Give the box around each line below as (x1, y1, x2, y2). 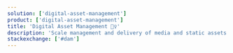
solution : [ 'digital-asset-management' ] (7, 10, 127, 17)
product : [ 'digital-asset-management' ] (7, 17, 124, 23)
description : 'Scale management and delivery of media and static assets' (7, 29, 230, 36)
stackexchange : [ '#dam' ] (7, 36, 80, 43)
